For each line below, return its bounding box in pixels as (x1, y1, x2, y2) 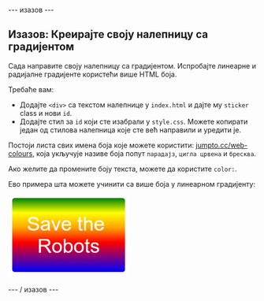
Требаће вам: (8, 84, 54, 94)
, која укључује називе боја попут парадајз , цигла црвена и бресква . (32, 148, 256, 158)
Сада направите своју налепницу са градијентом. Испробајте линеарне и (8, 61, 256, 70)
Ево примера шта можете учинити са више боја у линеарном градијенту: (8, 179, 256, 188)
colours (8, 148, 33, 158)
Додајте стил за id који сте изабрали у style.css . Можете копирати (19, 117, 248, 126)
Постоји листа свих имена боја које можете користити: (8, 140, 195, 150)
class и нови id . (19, 108, 73, 117)
